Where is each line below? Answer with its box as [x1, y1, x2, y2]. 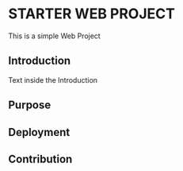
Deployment [8, 125, 71, 139]
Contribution [8, 152, 73, 165]
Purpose [8, 99, 51, 112]
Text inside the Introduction [8, 75, 97, 84]
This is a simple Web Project [8, 31, 101, 41]
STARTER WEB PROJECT [8, 5, 176, 23]
